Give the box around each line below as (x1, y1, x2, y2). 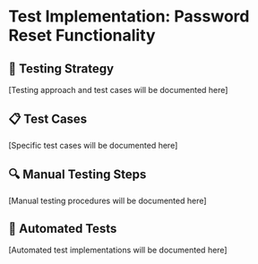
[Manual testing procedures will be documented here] (8, 195, 207, 206)
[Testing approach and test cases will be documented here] (8, 85, 228, 95)
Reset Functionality (8, 25, 156, 46)
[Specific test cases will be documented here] (8, 140, 178, 150)
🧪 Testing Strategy (8, 61, 114, 76)
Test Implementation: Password (8, 6, 250, 27)
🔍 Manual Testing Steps (8, 167, 147, 183)
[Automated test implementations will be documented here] (8, 244, 228, 256)
